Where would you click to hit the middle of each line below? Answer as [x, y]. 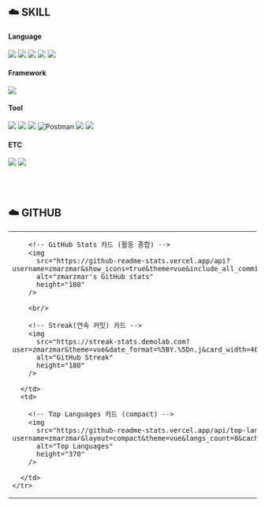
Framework [27, 73]
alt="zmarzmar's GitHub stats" [95, 277]
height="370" [61, 454]
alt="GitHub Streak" [75, 358]
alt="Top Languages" [75, 446]
